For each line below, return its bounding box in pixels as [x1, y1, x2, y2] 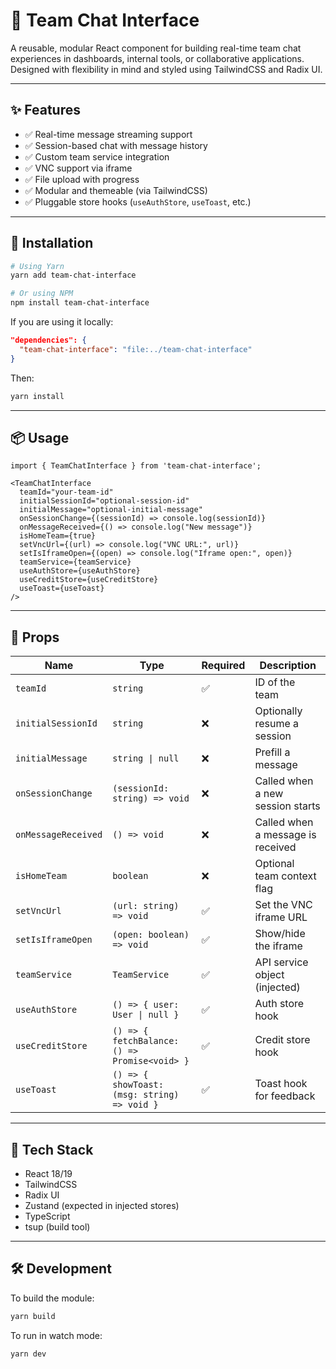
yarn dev [10, 1349, 47, 1359]
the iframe [254, 939, 303, 953]
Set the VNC [254, 898, 313, 912]
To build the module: [10, 1292, 95, 1304]
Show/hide [254, 927, 306, 941]
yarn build [10, 1311, 56, 1321]
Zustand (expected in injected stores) [24, 1200, 180, 1211]
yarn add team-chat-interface [10, 270, 137, 281]
